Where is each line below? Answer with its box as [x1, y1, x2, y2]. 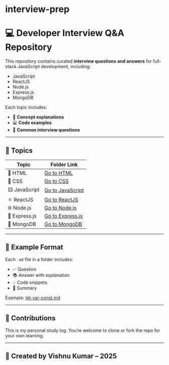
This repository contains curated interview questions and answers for [5, 58, 152, 64]
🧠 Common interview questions [12, 127, 80, 133]
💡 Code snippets [12, 279, 48, 285]
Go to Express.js [44, 212, 83, 219]
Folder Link [50, 161, 78, 168]
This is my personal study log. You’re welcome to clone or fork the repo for [5, 327, 160, 333]
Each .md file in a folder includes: [5, 256, 73, 262]
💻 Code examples [12, 119, 52, 126]
